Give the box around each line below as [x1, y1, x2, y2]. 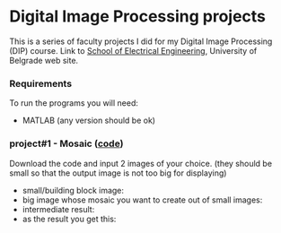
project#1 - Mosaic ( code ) [9, 137, 124, 150]
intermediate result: [22, 203, 95, 214]
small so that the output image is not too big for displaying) [9, 168, 227, 178]
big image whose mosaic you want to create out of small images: [22, 194, 263, 205]
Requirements [9, 77, 73, 90]
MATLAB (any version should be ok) [22, 115, 155, 126]
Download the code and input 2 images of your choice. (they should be [9, 158, 272, 168]
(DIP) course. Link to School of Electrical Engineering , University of [9, 45, 258, 56]
